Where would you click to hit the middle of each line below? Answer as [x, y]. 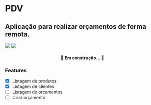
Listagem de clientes [33, 86]
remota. [17, 34]
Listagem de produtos [34, 81]
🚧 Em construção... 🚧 [82, 58]
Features [16, 70]
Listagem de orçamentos [37, 92]
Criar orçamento [29, 98]
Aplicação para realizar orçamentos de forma [75, 27]
